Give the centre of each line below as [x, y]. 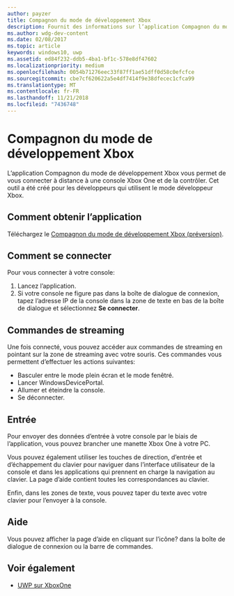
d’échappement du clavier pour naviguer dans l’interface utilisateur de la [111, 465]
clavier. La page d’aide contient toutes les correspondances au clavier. [108, 480]
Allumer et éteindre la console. [61, 390]
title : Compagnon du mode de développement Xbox [79, 20]
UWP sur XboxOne [44, 585]
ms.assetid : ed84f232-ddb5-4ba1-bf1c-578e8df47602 [82, 59]
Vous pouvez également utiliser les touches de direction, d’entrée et [105, 457]
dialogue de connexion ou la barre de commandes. [80, 546]
